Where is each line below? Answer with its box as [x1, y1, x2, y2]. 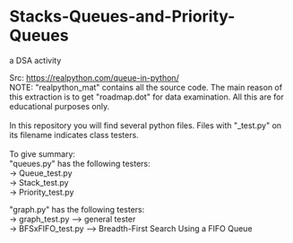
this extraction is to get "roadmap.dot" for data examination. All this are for [9, 91, 285, 102]
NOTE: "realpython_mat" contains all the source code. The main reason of [9, 82, 283, 92]
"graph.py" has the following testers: [9, 204, 145, 214]
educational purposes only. [9, 100, 110, 111]
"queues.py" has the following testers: [9, 158, 151, 169]
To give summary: [9, 148, 76, 159]
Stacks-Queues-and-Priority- [9, 6, 236, 27]
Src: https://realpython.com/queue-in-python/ [9, 72, 179, 82]
